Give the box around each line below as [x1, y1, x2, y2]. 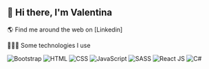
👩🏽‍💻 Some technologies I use [7, 41, 91, 49]
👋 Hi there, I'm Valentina [7, 7, 113, 18]
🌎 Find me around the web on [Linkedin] [7, 25, 123, 33]
